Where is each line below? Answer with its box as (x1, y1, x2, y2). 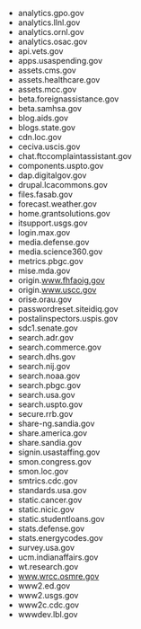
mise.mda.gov (17, 265, 71, 276)
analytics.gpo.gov (17, 8, 84, 18)
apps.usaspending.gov (17, 56, 103, 66)
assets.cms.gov (17, 65, 76, 75)
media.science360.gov (17, 246, 103, 257)
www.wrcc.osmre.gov (17, 571, 100, 581)
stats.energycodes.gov (17, 533, 103, 543)
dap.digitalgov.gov (17, 170, 87, 181)
